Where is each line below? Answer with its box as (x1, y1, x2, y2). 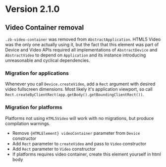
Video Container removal (5, 23, 84, 32)
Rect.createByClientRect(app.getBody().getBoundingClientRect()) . (5, 92, 144, 98)
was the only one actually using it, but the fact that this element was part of (5, 42, 159, 48)
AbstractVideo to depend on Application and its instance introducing (5, 52, 146, 58)
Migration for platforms (5, 104, 62, 111)
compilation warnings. (5, 120, 51, 126)
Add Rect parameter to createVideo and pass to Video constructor (12, 140, 147, 147)
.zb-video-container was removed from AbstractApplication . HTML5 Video (5, 36, 161, 42)
